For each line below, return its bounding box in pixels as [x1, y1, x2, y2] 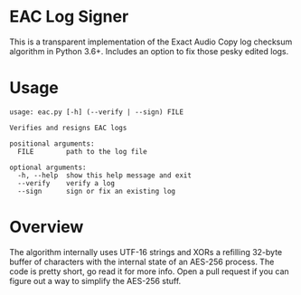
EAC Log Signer [9, 6, 129, 27]
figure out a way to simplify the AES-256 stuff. [9, 275, 182, 286]
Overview [9, 217, 84, 237]
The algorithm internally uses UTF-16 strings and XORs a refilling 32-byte [9, 246, 283, 257]
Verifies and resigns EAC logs [9, 123, 127, 132]
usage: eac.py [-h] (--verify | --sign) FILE [9, 107, 183, 117]
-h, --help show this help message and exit [17, 170, 193, 180]
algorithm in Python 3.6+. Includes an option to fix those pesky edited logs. [9, 45, 289, 56]
